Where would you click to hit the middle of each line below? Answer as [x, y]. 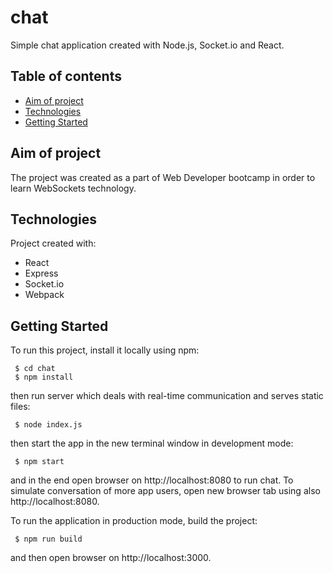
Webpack [44, 295]
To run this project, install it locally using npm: [105, 350]
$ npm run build [48, 539]
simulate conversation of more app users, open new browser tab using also [165, 491]
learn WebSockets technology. [73, 188]
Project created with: [53, 243]
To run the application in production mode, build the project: [134, 521]
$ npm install [44, 377]
